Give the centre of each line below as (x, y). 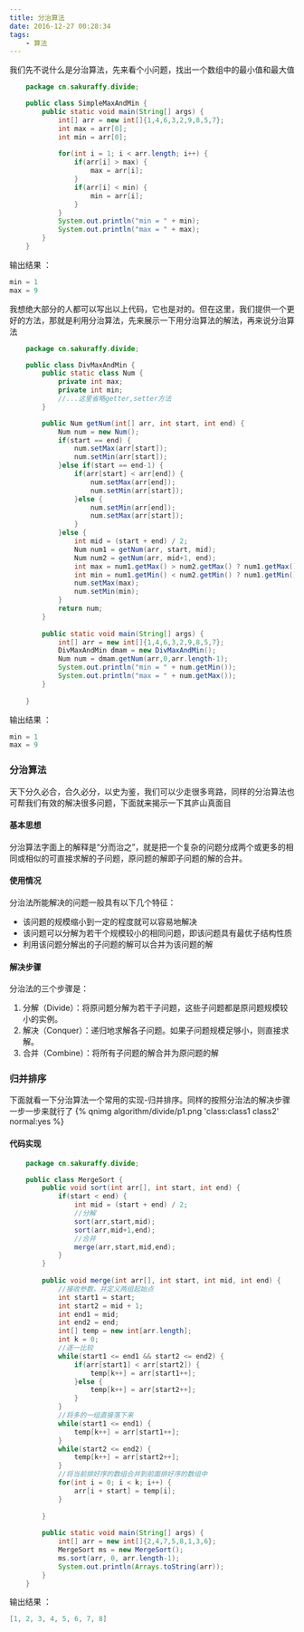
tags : (19, 34)
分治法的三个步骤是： (49, 988)
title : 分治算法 (37, 18)
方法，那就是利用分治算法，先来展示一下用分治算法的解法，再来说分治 (156, 320)
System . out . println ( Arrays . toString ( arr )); (141, 1567)
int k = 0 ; (78, 1340)
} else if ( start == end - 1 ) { (111, 466)
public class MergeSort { (75, 1179)
